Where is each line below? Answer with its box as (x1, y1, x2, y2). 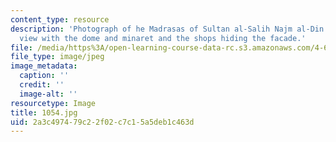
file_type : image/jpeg (10, 52, 105, 62)
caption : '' (19, 71, 70, 81)
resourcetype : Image (10, 98, 97, 108)
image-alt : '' (19, 89, 78, 99)
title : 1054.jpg (10, 107, 78, 118)
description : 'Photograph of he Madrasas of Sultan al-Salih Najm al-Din (10, 24, 325, 34)
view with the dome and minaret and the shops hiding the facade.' (19, 33, 307, 43)
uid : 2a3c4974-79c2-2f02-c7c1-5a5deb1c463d (10, 117, 195, 127)
